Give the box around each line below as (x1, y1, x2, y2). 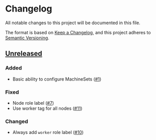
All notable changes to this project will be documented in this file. (5, 20, 141, 26)
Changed (5, 118, 29, 125)
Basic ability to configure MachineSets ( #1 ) (12, 76, 102, 82)
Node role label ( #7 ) (12, 100, 54, 106)
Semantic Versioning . (5, 35, 49, 41)
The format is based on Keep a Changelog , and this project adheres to (5, 29, 151, 35)
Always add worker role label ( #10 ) (12, 129, 84, 135)
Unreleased (5, 49, 43, 58)
